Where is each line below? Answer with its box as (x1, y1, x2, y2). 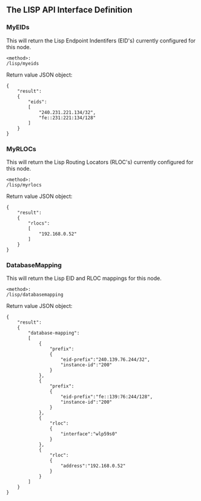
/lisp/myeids (6, 60, 39, 66)
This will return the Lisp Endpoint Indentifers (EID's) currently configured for (6, 36, 196, 44)
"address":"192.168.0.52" (60, 463, 126, 469)
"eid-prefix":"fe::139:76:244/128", (60, 394, 153, 400)
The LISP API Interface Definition (6, 5, 133, 15)
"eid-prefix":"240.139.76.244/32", (60, 356, 150, 363)
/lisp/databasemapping (6, 291, 64, 298)
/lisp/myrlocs (6, 182, 42, 188)
